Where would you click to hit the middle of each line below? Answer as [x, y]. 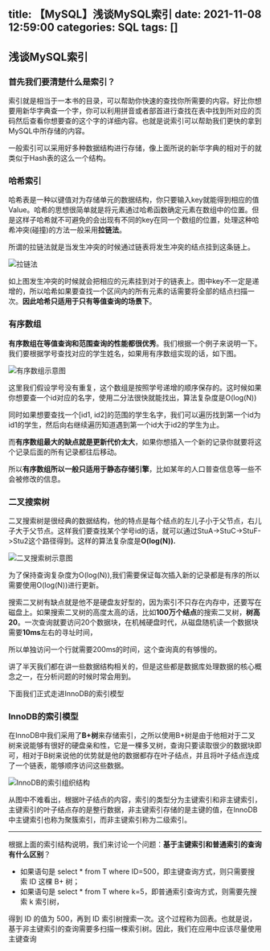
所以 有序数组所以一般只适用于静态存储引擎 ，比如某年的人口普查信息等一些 [131, 469]
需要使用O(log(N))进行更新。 [56, 584]
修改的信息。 [43, 479]
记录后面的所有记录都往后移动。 [68, 452]
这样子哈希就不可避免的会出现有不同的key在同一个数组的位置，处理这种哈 [137, 220]
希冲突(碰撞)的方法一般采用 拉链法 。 [67, 230]
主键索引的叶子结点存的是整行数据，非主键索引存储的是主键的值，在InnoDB [133, 810]
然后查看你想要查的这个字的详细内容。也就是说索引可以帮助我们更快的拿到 [138, 121]
